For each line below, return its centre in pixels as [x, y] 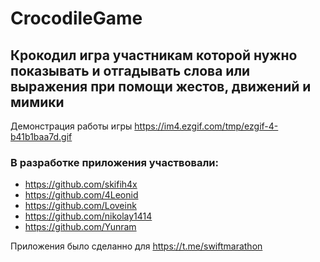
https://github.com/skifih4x [81, 184]
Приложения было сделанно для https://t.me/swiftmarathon [136, 246]
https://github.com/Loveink [80, 206]
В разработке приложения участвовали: [114, 162]
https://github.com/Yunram [80, 227]
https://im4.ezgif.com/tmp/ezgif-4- [206, 126]
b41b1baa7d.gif [41, 136]
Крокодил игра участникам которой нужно [154, 55]
